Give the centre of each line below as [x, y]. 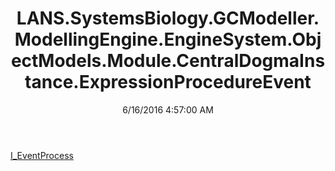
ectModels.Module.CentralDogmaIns [168, 61]
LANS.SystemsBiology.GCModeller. [168, 18]
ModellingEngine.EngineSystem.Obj [168, 39]
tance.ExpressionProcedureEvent [168, 82]
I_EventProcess [42, 155]
